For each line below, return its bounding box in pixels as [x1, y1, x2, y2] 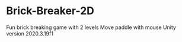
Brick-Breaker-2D [6, 4, 95, 18]
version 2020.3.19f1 [6, 30, 53, 37]
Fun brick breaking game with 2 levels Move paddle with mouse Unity [6, 24, 177, 31]
